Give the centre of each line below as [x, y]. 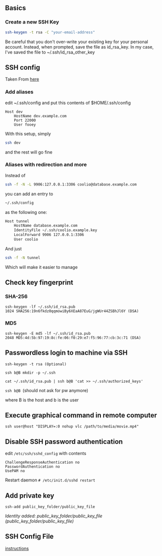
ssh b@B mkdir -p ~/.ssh [30, 372]
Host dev [14, 112]
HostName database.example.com [46, 226]
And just [13, 249]
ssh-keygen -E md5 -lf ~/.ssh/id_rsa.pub [48, 333]
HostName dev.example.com [40, 116]
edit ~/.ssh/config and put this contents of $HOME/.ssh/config [68, 103]
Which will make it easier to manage [41, 267]
